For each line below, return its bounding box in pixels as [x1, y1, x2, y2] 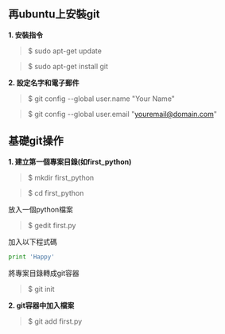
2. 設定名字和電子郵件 [8, 78, 80, 87]
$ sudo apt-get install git [27, 61, 109, 71]
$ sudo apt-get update [27, 46, 102, 56]
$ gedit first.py [27, 220, 76, 230]
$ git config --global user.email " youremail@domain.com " [27, 109, 217, 118]
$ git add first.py [27, 317, 83, 326]
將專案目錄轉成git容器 [8, 268, 80, 278]
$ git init [27, 284, 55, 293]
